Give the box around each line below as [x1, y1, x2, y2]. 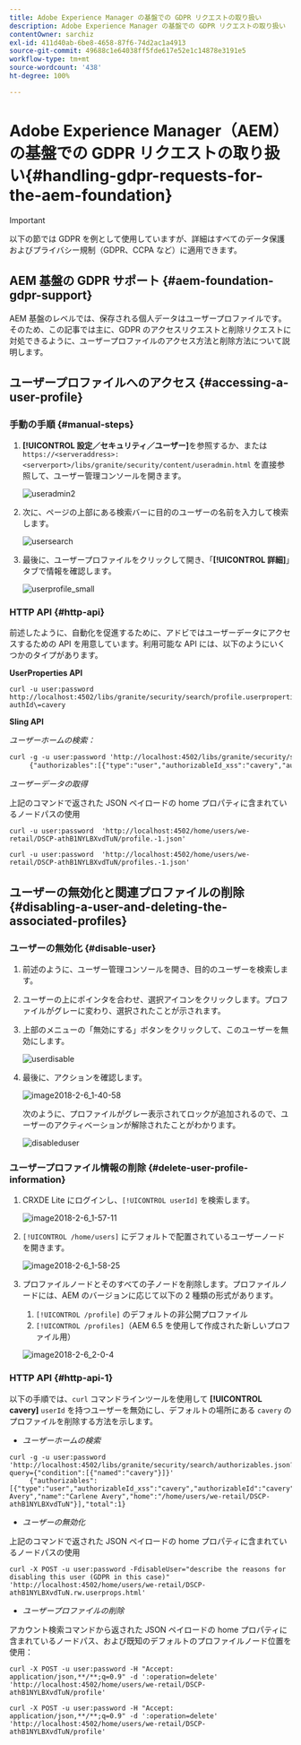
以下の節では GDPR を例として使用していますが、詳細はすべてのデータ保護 [9, 233, 285, 244]
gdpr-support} [9, 288, 93, 303]
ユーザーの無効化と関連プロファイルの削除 [9, 885, 245, 900]
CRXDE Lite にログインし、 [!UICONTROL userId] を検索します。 [21, 1195, 255, 1205]
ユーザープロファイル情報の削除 [9, 1162, 147, 1174]
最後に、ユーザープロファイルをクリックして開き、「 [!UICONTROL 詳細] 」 [21, 555, 290, 566]
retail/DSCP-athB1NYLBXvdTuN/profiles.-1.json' [9, 858, 191, 868]
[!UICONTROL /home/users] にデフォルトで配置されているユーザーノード [21, 1231, 286, 1242]
